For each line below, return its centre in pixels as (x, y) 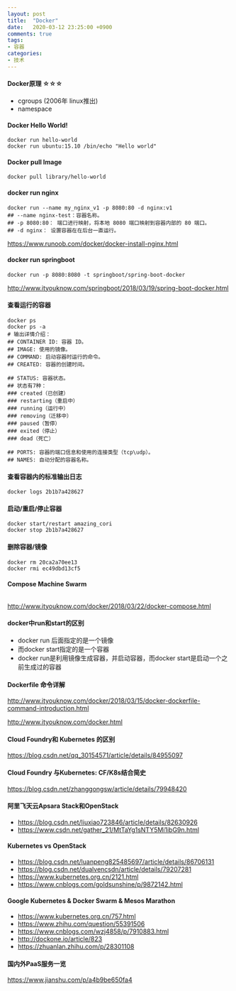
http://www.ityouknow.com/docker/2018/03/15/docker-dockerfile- (104, 701)
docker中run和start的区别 (46, 623)
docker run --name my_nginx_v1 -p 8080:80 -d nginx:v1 (90, 208)
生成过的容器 (43, 667)
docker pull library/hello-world (57, 177)
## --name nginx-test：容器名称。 (55, 215)
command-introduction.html (48, 708)
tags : (15, 40)
